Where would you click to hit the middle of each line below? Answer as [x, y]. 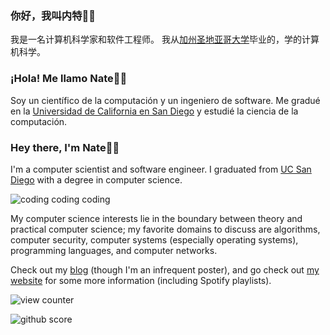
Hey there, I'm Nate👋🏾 [65, 147]
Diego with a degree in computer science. [96, 179]
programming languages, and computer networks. [114, 250]
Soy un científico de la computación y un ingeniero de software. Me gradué [165, 100]
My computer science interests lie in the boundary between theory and [156, 218]
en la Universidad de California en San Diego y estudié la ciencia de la [154, 111]
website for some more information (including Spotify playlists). [141, 280]
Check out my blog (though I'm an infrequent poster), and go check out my [165, 269]
